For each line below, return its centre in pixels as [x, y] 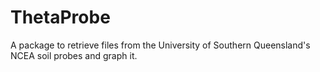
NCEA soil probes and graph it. [74, 55]
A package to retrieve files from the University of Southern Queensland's [160, 45]
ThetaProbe [60, 17]
